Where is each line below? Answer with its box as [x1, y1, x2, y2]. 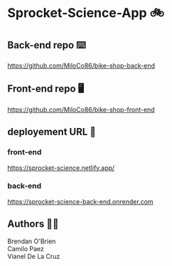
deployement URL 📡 [7, 126, 97, 138]
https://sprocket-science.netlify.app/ [7, 164, 115, 172]
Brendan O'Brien [7, 237, 56, 245]
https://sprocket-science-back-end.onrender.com [7, 197, 154, 206]
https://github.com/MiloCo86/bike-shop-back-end [7, 61, 155, 70]
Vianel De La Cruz [7, 252, 60, 260]
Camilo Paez [7, 244, 44, 252]
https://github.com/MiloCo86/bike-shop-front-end [7, 105, 155, 114]
